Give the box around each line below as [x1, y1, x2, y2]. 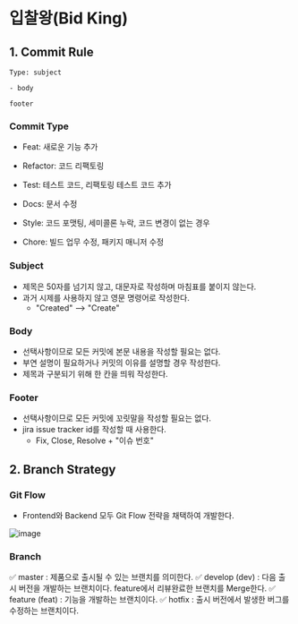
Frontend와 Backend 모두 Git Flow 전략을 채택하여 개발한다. [21, 509, 234, 520]
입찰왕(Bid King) [9, 8, 128, 29]
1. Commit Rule [9, 44, 94, 59]
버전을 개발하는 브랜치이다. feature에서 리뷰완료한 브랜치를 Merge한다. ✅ [18, 583, 276, 594]
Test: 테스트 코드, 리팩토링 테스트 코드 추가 [21, 180, 172, 191]
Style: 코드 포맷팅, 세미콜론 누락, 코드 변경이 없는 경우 [21, 218, 210, 228]
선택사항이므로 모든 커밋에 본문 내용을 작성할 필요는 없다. [21, 346, 221, 356]
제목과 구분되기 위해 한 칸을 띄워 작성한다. [21, 368, 168, 379]
